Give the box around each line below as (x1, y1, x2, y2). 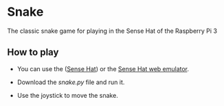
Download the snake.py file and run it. (16, 78, 125, 86)
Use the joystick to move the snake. (16, 91, 118, 99)
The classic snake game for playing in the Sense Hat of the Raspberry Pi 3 (7, 27, 218, 35)
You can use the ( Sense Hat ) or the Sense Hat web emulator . (16, 64, 190, 72)
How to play (7, 47, 59, 58)
